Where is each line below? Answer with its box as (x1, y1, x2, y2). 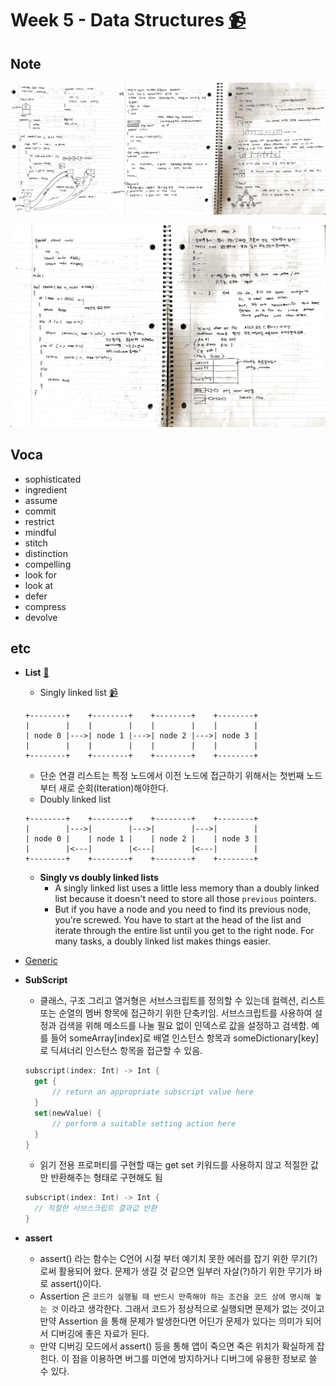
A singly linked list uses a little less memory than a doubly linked (54, 882, 320, 894)
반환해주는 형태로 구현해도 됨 (50, 1172, 163, 1184)
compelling (24, 558, 72, 570)
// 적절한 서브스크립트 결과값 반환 (34, 1203, 158, 1214)
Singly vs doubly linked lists (39, 872, 159, 884)
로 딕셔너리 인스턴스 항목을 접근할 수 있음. (39, 1045, 203, 1057)
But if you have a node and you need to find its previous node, (54, 903, 312, 916)
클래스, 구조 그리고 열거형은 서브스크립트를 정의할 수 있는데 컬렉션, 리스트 (39, 995, 326, 1007)
